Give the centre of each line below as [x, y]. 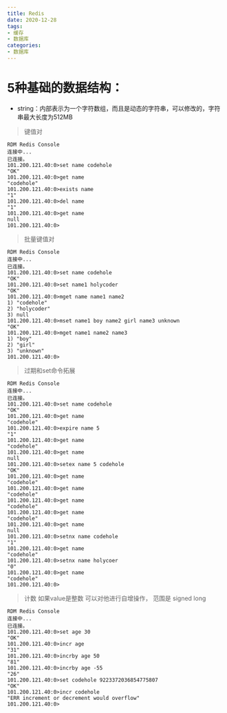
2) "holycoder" [29, 309]
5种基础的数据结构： [65, 88]
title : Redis [26, 13]
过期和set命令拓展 [50, 370]
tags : [15, 26]
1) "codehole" [28, 303]
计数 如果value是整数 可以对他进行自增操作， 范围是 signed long [115, 598]
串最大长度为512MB [45, 117]
